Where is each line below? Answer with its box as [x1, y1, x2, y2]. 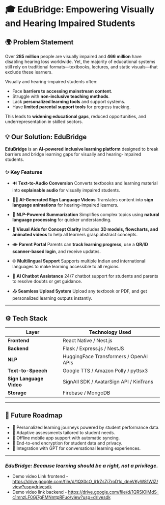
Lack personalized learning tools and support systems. [12, 99, 126, 104]
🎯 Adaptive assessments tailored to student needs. [12, 429, 115, 436]
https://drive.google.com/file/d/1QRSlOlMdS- [68, 489, 159, 495]
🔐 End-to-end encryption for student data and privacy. [12, 440, 123, 446]
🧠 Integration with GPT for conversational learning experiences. [12, 445, 141, 451]
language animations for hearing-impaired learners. [12, 202, 119, 208]
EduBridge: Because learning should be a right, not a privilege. [5, 462, 159, 469]
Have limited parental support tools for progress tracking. [12, 104, 131, 110]
